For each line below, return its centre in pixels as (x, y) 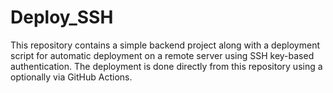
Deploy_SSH (62, 17)
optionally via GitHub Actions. (71, 77)
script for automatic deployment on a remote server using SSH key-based (162, 55)
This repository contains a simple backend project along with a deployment (165, 45)
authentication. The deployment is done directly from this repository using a (166, 66)
